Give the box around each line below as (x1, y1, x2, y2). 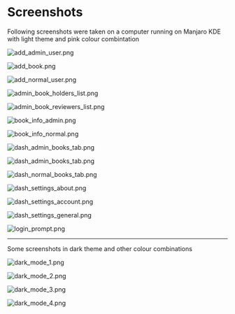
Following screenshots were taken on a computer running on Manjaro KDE (7, 27, 222, 36)
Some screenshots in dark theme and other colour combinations (7, 244, 192, 252)
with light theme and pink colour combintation (7, 34, 140, 43)
